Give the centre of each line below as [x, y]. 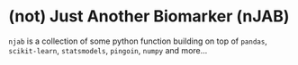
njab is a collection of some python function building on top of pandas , [138, 41]
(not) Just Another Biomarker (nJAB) [149, 16]
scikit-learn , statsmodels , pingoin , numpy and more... [108, 50]
